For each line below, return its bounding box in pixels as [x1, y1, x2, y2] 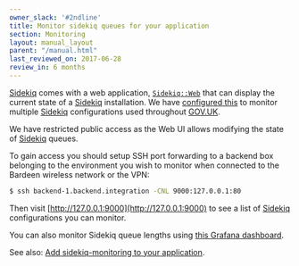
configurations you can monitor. [9, 212, 127, 223]
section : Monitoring [9, 29, 87, 38]
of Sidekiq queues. [9, 133, 79, 144]
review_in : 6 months [9, 63, 87, 72]
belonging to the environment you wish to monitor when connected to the [9, 160, 279, 170]
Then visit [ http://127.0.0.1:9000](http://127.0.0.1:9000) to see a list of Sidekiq [9, 203, 290, 213]
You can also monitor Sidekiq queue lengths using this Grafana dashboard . [9, 229, 284, 240]
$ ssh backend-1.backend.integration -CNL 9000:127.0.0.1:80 [9, 187, 242, 195]
